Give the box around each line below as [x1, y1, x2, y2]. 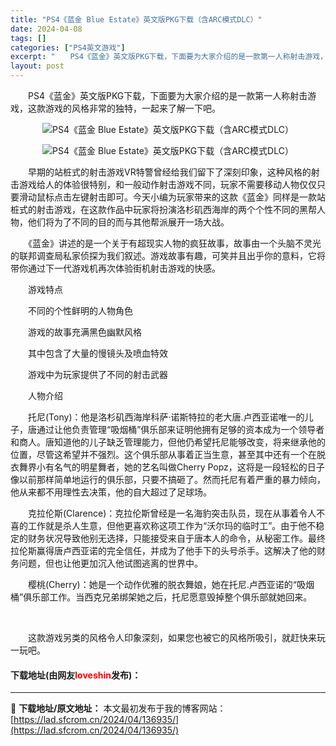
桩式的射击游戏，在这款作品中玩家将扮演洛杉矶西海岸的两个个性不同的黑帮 [10, 204, 317, 215]
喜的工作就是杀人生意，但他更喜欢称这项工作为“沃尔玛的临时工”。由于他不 [10, 520, 317, 531]
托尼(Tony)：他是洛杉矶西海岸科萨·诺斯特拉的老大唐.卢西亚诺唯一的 [27, 411, 305, 423]
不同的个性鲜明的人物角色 [27, 305, 133, 316]
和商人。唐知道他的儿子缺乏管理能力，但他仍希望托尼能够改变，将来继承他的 [10, 436, 326, 448]
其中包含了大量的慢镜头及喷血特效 [27, 347, 168, 359]
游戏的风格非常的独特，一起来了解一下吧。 [44, 102, 221, 114]
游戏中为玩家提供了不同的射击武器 [27, 369, 168, 380]
